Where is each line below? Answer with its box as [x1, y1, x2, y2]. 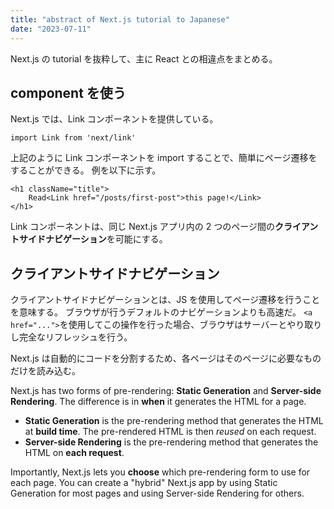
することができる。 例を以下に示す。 [10, 164, 162, 176]
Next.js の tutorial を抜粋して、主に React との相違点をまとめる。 [10, 52, 278, 65]
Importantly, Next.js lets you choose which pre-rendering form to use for [10, 466, 311, 478]
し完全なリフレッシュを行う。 [10, 331, 133, 343]
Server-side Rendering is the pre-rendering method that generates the [24, 436, 319, 448]
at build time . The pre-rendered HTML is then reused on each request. [24, 426, 317, 438]
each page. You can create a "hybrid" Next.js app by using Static [10, 477, 278, 489]
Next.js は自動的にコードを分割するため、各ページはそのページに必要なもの [10, 352, 322, 365]
